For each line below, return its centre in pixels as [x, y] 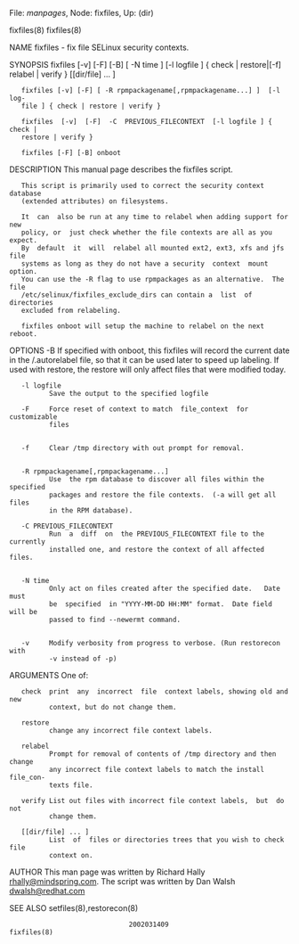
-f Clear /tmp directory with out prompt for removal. [133, 448]
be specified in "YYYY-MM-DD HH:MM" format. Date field [161, 604]
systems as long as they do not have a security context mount [145, 264]
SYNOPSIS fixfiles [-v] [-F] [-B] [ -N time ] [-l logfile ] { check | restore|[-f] [145, 65]
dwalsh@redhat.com [47, 891]
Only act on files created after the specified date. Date [164, 588]
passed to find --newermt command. [114, 620]
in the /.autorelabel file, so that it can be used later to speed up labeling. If [144, 360]
